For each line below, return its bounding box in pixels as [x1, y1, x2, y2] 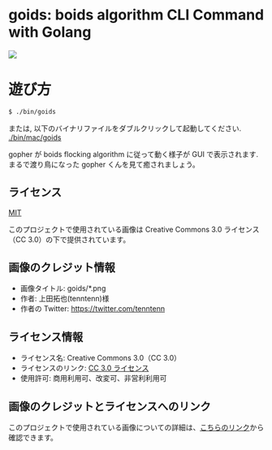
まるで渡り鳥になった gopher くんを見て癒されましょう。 [8, 159, 201, 169]
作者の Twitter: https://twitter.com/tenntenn [19, 304, 165, 314]
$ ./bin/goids [8, 107, 57, 115]
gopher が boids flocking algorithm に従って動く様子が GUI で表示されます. [8, 149, 259, 159]
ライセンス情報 [8, 330, 84, 344]
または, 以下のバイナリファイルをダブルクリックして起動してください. [8, 123, 242, 133]
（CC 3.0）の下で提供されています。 [8, 234, 131, 244]
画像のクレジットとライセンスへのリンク [8, 400, 211, 413]
